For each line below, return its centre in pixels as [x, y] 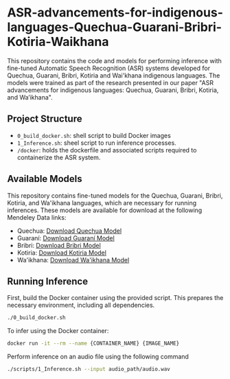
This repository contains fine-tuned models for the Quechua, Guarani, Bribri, [115, 195]
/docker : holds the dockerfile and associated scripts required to [107, 150]
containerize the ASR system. [59, 157]
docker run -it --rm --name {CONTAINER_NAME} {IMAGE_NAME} [93, 344]
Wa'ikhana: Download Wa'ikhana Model [73, 260]
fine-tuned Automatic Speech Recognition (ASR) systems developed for [109, 68]
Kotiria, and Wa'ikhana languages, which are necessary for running [102, 203]
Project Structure [45, 119]
